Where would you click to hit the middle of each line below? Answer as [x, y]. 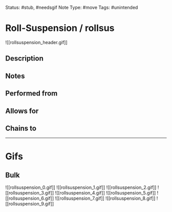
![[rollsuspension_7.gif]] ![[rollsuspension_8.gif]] [105, 198]
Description [24, 59]
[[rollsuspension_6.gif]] [30, 198]
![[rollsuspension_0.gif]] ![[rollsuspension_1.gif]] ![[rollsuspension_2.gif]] [81, 187]
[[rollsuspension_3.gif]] [30, 193]
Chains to [21, 128]
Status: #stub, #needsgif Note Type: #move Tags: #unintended [72, 7]
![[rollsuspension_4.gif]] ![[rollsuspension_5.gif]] [105, 193]
